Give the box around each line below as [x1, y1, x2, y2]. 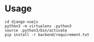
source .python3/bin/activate [4, 28, 68, 33]
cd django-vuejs [4, 19, 38, 24]
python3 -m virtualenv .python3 [4, 23, 72, 29]
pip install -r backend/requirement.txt [4, 32, 90, 37]
